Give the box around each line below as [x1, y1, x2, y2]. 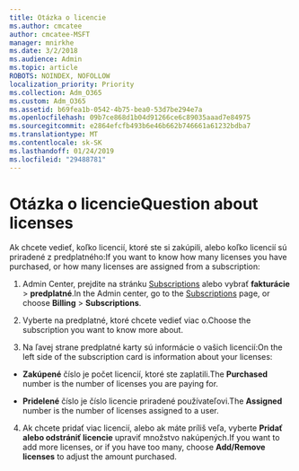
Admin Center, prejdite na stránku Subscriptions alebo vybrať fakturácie [22, 279, 290, 290]
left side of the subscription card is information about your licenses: [22, 352, 273, 362]
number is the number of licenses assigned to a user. [22, 406, 219, 416]
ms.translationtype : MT [9, 130, 99, 139]
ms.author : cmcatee [9, 22, 83, 31]
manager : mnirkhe [9, 38, 75, 48]
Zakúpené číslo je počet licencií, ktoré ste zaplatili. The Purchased [22, 369, 268, 379]
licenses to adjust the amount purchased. [22, 451, 178, 462]
